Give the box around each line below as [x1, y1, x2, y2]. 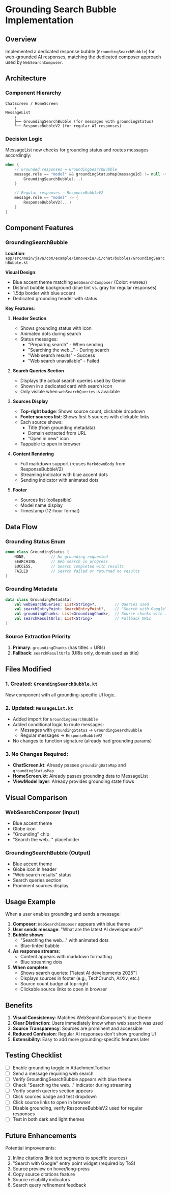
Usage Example [5, 897, 56, 906]
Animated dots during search [20, 331, 81, 337]
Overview [5, 35, 37, 43]
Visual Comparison [5, 793, 68, 802]
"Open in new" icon [27, 436, 69, 442]
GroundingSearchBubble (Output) [5, 849, 91, 857]
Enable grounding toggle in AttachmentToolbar [12, 1065, 111, 1071]
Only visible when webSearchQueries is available [20, 389, 120, 395]
